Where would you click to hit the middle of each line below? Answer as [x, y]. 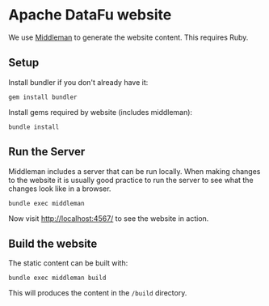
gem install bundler [43, 97]
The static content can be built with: [68, 263]
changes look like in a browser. [60, 189]
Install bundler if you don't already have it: [78, 82]
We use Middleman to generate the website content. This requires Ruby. [128, 37]
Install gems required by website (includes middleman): [100, 112]
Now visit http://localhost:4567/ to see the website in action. [109, 218]
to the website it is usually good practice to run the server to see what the [131, 180]
